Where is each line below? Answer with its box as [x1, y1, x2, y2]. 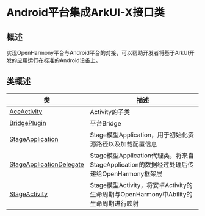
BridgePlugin [9, 118, 47, 127]
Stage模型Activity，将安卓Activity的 [90, 181, 193, 189]
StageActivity [9, 190, 48, 198]
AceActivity [9, 107, 43, 116]
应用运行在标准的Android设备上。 [16, 57, 101, 64]
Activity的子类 [90, 107, 130, 116]
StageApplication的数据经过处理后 [90, 160, 188, 168]
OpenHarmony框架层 [102, 169, 163, 178]
